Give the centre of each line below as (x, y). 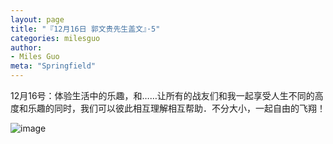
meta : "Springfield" (53, 66)
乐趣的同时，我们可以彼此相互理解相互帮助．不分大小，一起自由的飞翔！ (176, 108)
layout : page (37, 19)
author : (26, 47)
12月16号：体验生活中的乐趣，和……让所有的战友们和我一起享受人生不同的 (162, 95)
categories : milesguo (55, 38)
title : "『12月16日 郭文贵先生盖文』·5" (85, 29)
